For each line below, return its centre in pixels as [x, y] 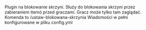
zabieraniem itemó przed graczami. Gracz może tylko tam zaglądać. [73, 12]
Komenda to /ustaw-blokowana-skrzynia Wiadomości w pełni [66, 17]
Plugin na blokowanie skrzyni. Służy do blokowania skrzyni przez [70, 7]
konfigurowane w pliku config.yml [39, 22]
